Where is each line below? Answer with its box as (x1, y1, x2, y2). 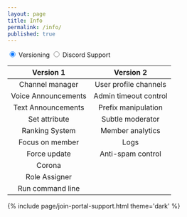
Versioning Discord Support (18, 51, 111, 59)
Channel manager (18, 80, 79, 90)
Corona (36, 161, 62, 171)
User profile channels (95, 80, 167, 90)
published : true (7, 30, 55, 38)
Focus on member (18, 137, 80, 147)
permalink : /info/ (7, 23, 62, 31)
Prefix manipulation (98, 102, 164, 112)
